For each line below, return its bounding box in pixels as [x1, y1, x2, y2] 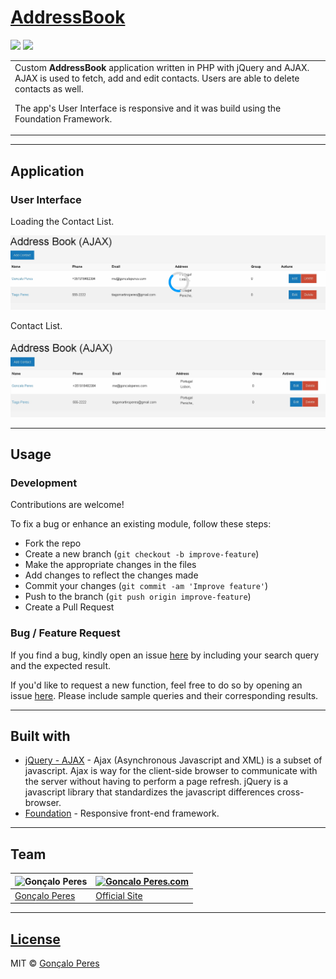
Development [10, 476, 78, 490]
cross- [276, 786, 305, 798]
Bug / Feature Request [10, 626, 121, 640]
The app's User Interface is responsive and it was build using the [14, 102, 282, 114]
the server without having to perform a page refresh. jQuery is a [24, 776, 289, 788]
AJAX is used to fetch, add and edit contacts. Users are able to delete [14, 72, 300, 84]
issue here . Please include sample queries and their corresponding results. [10, 689, 319, 701]
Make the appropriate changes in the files [24, 559, 197, 571]
